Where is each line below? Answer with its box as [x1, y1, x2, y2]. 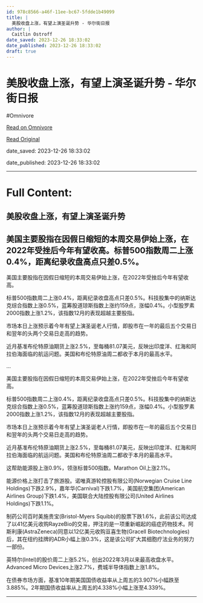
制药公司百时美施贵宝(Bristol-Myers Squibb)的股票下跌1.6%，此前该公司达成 [6, 513, 197, 520]
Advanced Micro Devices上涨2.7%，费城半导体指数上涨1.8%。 [6, 564, 163, 571]
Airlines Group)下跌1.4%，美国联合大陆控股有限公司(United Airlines [6, 492, 174, 500]
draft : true [6, 48, 36, 55]
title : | [6, 15, 28, 21]
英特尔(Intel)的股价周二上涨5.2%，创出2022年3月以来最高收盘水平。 [6, 556, 177, 564]
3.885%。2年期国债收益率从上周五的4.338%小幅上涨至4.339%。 [6, 584, 169, 591]
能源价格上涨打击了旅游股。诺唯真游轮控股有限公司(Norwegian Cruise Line [6, 477, 192, 485]
